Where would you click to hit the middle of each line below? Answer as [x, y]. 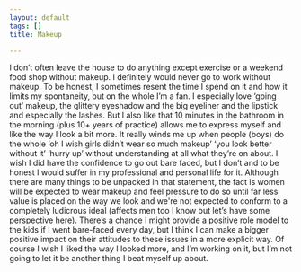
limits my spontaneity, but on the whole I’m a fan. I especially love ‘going [143, 96]
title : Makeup [36, 34]
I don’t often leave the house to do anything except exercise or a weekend [146, 67]
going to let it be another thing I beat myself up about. [109, 259]
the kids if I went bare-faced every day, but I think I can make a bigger [139, 230]
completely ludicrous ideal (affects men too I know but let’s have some [140, 211]
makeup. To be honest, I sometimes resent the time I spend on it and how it [148, 87]
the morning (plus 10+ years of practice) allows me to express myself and [145, 125]
